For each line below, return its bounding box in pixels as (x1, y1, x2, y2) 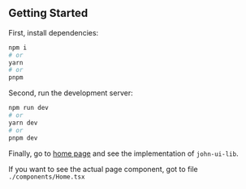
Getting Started (8, 6, 88, 20)
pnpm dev (8, 133, 38, 142)
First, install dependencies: (8, 27, 99, 37)
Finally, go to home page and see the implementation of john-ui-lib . (8, 149, 239, 158)
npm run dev (8, 104, 49, 112)
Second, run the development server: (8, 88, 133, 98)
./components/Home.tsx (8, 173, 85, 181)
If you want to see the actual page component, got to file (8, 164, 199, 174)
